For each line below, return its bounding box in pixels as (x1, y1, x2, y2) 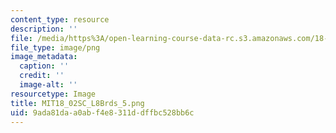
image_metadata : (10, 52, 78, 62)
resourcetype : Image (10, 89, 97, 99)
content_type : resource (10, 14, 110, 25)
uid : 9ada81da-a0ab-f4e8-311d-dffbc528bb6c (10, 107, 195, 118)
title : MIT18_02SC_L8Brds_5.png (10, 98, 145, 108)
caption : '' (19, 61, 70, 71)
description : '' (10, 24, 78, 34)
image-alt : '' (19, 80, 78, 90)
